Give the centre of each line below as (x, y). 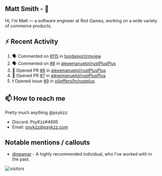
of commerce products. (29, 26)
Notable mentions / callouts (48, 142)
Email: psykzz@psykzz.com (40, 127)
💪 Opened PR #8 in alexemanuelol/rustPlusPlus (59, 70)
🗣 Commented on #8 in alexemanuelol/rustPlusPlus (64, 63)
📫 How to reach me (35, 99)
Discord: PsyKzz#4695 (35, 122)
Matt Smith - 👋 (27, 9)
